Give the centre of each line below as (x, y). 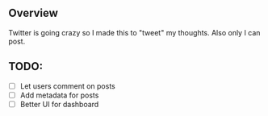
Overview (33, 13)
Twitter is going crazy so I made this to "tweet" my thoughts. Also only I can (134, 32)
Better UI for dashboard (59, 104)
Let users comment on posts (67, 86)
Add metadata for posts (59, 95)
